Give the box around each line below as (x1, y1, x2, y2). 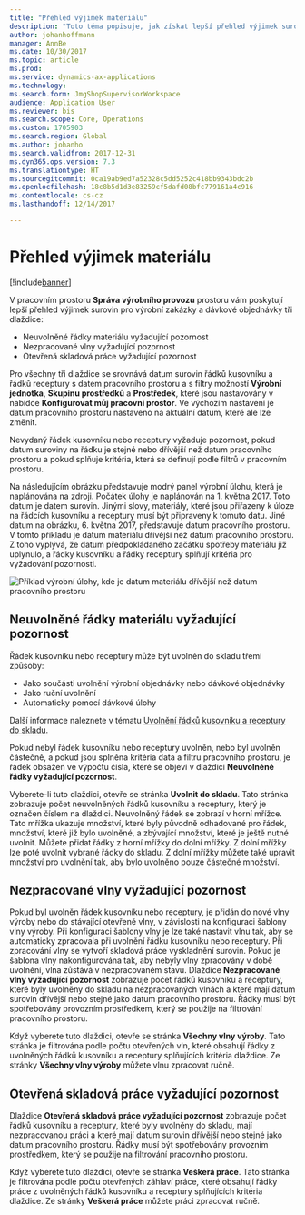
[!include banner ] (9, 277, 72, 288)
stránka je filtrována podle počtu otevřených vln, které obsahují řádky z (9, 1040, 275, 1051)
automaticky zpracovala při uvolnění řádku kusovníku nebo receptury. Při (9, 936, 283, 947)
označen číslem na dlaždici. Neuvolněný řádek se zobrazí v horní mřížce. (9, 807, 283, 819)
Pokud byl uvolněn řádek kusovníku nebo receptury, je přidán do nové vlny (9, 906, 290, 917)
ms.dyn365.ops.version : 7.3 (9, 157, 116, 167)
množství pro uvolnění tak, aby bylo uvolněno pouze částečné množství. (9, 856, 280, 867)
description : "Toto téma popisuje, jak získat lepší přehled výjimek (9, 22, 279, 31)
